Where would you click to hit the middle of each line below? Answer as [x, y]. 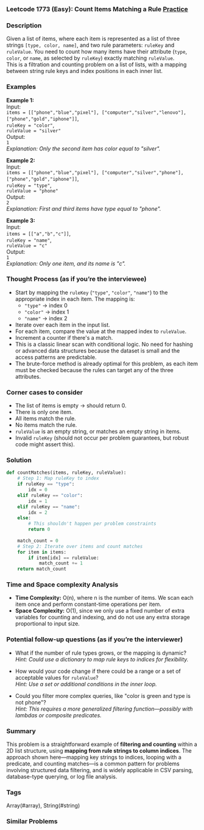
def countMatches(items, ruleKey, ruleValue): [66, 473]
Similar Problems [32, 821]
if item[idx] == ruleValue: [64, 558]
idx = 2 [38, 512]
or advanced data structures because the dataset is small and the [97, 350]
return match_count [42, 569]
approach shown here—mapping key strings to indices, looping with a [94, 758]
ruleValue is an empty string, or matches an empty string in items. [98, 432]
